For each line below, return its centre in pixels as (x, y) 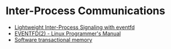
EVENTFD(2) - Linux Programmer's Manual (67, 33)
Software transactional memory (53, 40)
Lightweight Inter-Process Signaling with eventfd (74, 27)
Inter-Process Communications (85, 11)
